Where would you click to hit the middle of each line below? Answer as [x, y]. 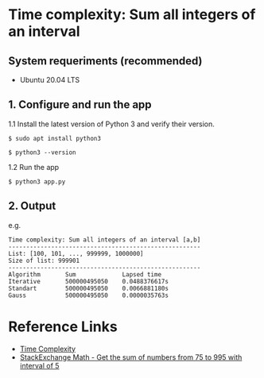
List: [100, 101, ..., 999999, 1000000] [76, 253]
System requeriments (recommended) [105, 61]
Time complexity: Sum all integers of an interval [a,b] [105, 240]
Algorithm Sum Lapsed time [85, 274]
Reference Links [63, 326]
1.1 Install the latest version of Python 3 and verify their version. [111, 124]
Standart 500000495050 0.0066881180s [89, 288]
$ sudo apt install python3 [55, 138]
